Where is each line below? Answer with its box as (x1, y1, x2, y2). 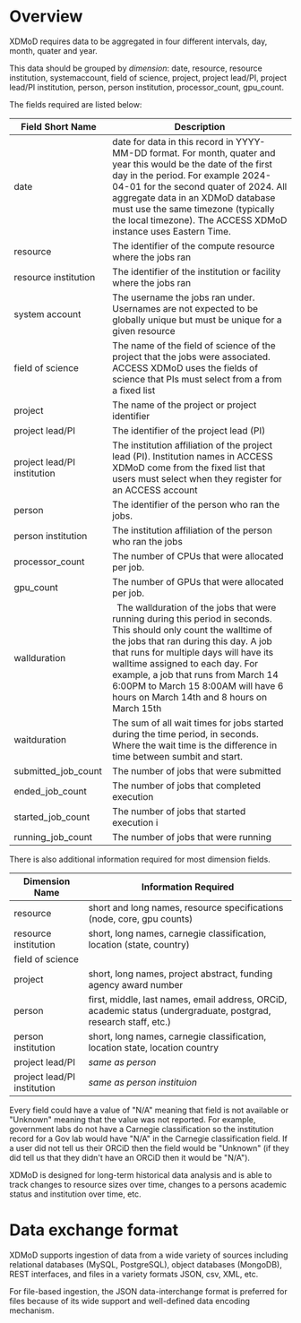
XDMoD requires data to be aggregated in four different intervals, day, (9, 36, 268, 47)
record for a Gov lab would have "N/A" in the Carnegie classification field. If (9, 1133, 288, 1144)
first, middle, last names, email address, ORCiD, (88, 992, 288, 1005)
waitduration (13, 733, 67, 745)
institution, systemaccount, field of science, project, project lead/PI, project (9, 72, 288, 82)
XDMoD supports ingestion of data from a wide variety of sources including (9, 1250, 288, 1260)
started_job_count (13, 811, 90, 823)
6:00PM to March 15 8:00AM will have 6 (111, 679, 284, 692)
